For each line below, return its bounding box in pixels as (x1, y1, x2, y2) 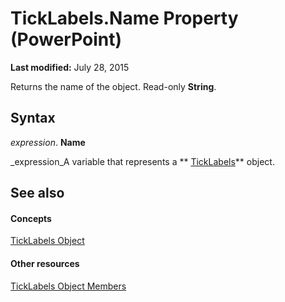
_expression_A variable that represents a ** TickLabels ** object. (10, 155, 275, 167)
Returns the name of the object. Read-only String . (10, 80, 217, 92)
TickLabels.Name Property (10, 7, 239, 30)
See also (10, 185, 65, 202)
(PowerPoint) (10, 28, 123, 51)
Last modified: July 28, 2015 (10, 61, 130, 73)
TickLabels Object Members (10, 280, 127, 292)
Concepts (10, 212, 52, 224)
